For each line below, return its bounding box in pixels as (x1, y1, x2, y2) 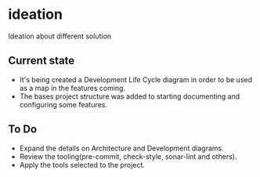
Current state (8, 54, 75, 67)
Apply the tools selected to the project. (19, 160, 145, 169)
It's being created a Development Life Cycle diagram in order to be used (19, 74, 253, 84)
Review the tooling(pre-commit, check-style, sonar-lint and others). (19, 151, 237, 161)
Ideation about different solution (8, 31, 112, 41)
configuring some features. (19, 99, 108, 109)
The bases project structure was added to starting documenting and (19, 92, 240, 101)
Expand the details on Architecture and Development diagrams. (19, 143, 225, 153)
